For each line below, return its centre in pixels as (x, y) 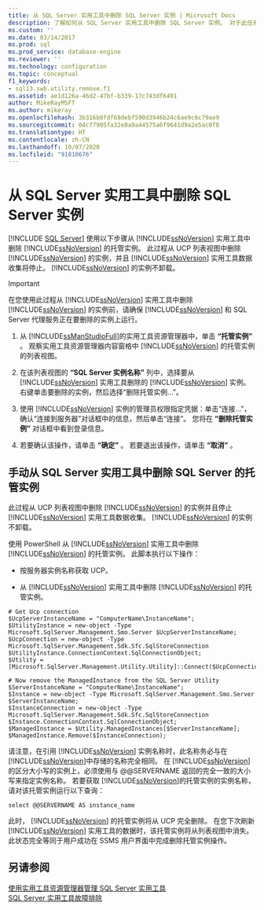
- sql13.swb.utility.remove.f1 (59, 88)
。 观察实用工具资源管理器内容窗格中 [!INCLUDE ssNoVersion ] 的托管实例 (137, 346)
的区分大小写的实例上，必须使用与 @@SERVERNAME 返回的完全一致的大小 (130, 771)
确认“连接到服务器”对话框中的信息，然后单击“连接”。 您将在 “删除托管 (132, 419)
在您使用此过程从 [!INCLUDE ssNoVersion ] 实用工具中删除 (101, 300)
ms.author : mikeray (40, 111)
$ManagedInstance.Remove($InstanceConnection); (88, 736)
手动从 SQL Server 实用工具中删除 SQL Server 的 (126, 472)
